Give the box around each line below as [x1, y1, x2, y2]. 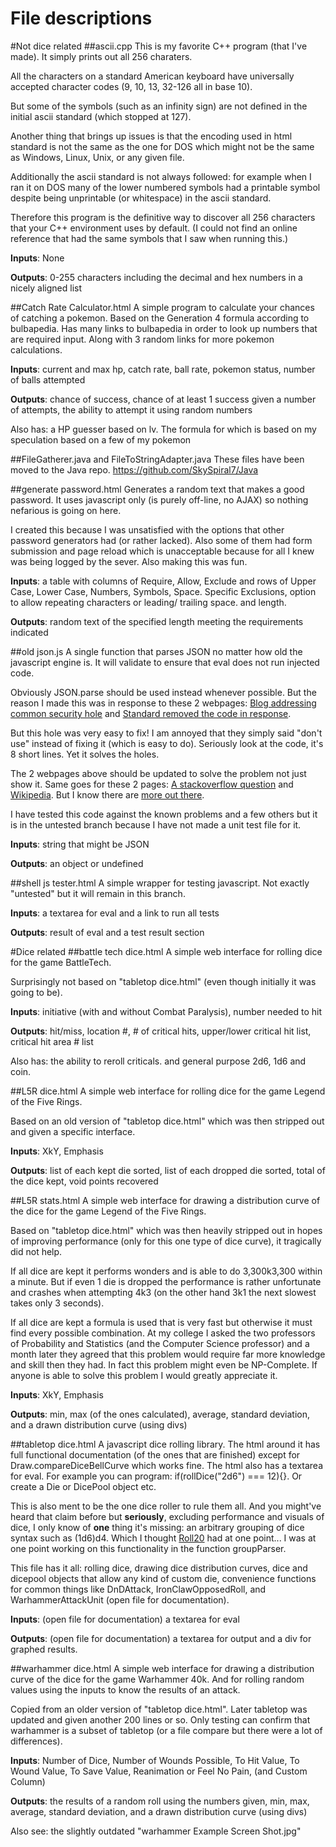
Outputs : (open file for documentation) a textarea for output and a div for [10, 1632, 312, 1644]
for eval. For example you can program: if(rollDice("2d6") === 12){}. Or [10, 1470, 303, 1482]
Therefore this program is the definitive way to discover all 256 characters [10, 211, 316, 223]
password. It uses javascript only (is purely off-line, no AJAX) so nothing [10, 493, 309, 506]
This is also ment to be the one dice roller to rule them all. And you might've [10, 1500, 322, 1512]
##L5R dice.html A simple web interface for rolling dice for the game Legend [10, 1085, 326, 1097]
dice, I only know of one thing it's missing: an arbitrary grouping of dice [10, 1521, 305, 1533]
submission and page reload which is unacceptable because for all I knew [10, 545, 315, 557]
